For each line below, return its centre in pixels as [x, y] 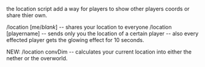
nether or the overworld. [37, 58]
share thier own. [27, 15]
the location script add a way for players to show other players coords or [98, 9]
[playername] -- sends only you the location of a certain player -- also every [102, 33]
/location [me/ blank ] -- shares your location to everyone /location [89, 27]
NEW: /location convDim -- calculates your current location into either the [99, 52]
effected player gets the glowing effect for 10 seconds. [75, 40]
